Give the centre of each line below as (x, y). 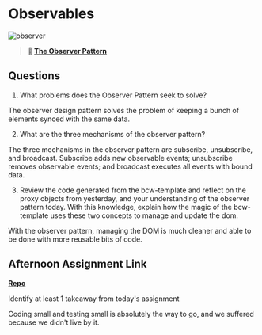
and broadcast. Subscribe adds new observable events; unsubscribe (121, 158)
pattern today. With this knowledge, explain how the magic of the (125, 207)
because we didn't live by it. (54, 322)
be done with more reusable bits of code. (75, 239)
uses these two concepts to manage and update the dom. (144, 215)
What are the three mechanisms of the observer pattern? (112, 134)
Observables (51, 14)
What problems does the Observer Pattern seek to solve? (113, 95)
